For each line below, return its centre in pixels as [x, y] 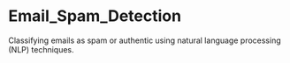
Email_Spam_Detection [95, 16]
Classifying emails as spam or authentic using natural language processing [145, 40]
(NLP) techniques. [41, 49]
